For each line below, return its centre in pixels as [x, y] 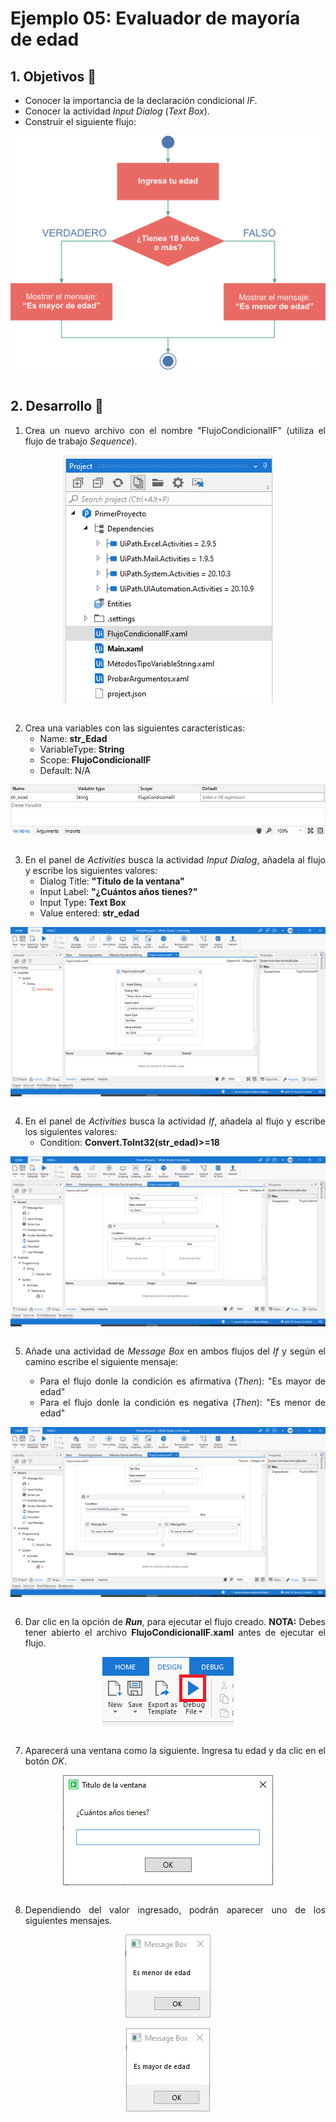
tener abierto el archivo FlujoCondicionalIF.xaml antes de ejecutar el [175, 1632]
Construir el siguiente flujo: [80, 121]
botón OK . [45, 1761]
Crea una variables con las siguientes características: [135, 728]
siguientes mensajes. [68, 1920]
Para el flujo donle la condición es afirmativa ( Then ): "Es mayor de [183, 1381]
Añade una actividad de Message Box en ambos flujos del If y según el [175, 1351]
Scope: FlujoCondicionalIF [95, 759]
